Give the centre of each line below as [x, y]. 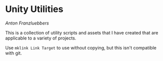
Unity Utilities [34, 9]
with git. [14, 53]
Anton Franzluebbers [27, 23]
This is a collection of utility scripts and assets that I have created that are [82, 32]
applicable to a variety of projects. [41, 38]
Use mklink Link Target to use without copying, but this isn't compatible [81, 47]
